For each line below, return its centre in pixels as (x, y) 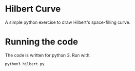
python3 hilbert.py (25, 64)
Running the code (42, 42)
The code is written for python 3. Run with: (48, 55)
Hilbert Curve (33, 9)
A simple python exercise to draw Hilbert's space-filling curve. (68, 22)
